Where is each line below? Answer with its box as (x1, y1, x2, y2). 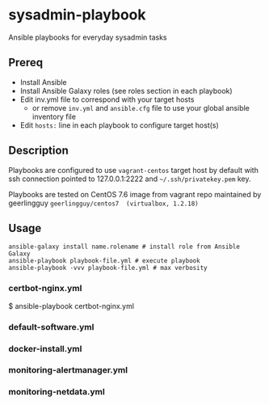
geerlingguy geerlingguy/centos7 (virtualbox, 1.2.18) (8, 198, 200, 208)
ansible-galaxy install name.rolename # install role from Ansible (8, 243, 241, 251)
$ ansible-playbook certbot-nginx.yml (8, 301, 135, 310)
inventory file (32, 112, 77, 121)
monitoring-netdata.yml (8, 386, 105, 398)
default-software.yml (8, 321, 95, 332)
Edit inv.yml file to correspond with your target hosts (19, 95, 195, 104)
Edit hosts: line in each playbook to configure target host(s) (19, 120, 220, 130)
